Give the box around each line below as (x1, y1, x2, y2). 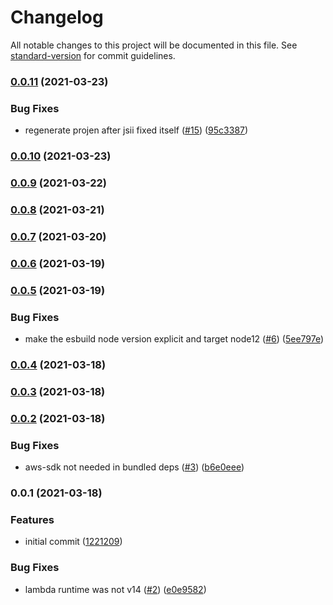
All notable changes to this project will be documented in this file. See (10, 39, 298, 51)
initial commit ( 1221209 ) (24, 536, 123, 548)
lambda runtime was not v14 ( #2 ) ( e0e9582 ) (24, 583, 207, 595)
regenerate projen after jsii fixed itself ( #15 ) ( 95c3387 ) (24, 124, 249, 136)
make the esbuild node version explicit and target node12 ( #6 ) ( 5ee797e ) (24, 332, 325, 345)
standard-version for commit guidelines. (10, 49, 176, 61)
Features (10, 512, 55, 526)
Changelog (10, 6, 104, 29)
